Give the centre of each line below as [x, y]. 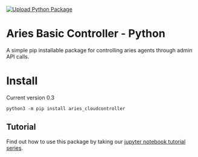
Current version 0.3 [30, 97]
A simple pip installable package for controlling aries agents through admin [99, 50]
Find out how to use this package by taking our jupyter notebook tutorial [96, 141]
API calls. [18, 57]
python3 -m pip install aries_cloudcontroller [66, 108]
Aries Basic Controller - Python [86, 34]
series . [14, 148]
